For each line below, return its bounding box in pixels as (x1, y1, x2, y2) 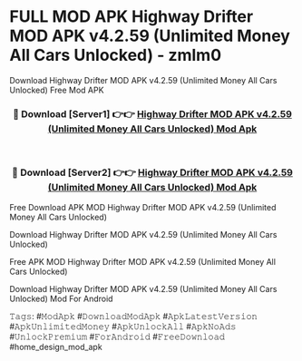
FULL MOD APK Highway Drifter (9, 6, 254, 27)
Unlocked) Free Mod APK (9, 84, 104, 95)
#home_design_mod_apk (9, 341, 102, 352)
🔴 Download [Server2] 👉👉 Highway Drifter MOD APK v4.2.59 (12, 166, 293, 179)
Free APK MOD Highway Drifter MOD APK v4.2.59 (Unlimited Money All (9, 256, 277, 267)
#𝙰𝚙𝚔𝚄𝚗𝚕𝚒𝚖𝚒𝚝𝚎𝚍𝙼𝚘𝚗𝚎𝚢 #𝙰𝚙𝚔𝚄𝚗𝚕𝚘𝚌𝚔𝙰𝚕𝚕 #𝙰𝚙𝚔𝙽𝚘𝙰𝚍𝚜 (9, 320, 237, 332)
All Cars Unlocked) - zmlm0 (9, 45, 222, 65)
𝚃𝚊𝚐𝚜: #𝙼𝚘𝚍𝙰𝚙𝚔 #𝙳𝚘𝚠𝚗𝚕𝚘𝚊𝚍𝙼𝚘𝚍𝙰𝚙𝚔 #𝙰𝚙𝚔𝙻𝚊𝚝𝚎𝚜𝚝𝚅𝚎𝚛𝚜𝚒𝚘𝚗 (9, 310, 258, 321)
